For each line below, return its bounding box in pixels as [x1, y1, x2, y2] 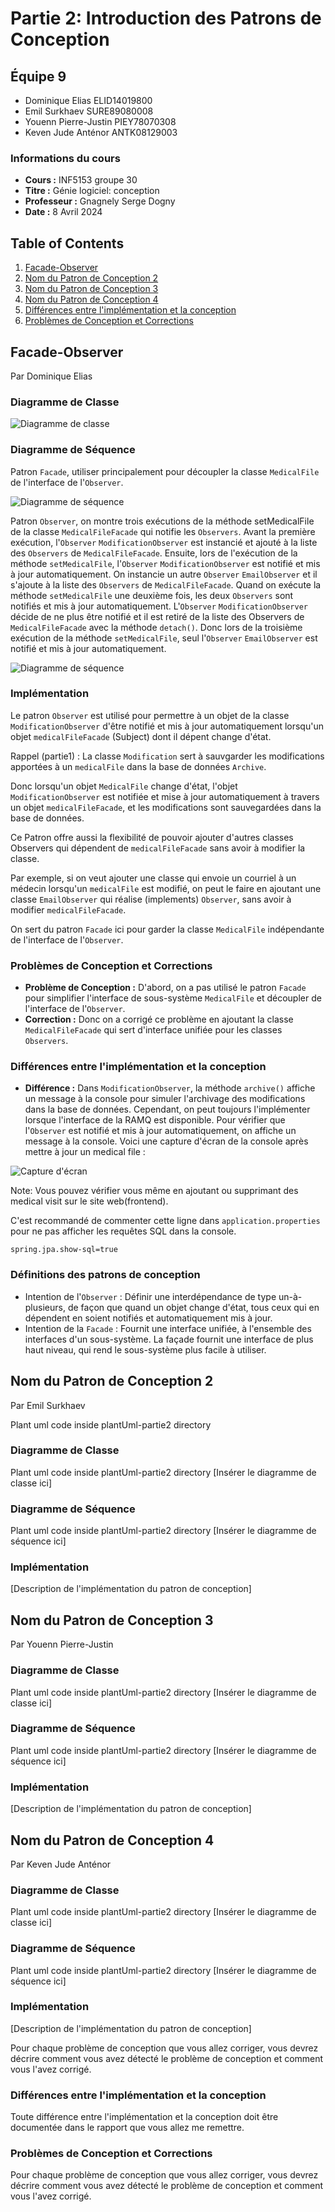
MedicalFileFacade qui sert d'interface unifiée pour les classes [24, 1024, 283, 1036]
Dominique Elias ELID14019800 [24, 95, 153, 106]
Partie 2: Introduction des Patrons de [10, 7, 322, 30]
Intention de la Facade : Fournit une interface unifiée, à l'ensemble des [24, 1322, 312, 1334]
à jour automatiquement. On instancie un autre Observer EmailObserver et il [10, 568, 318, 580]
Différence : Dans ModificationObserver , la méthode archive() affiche [24, 1082, 316, 1094]
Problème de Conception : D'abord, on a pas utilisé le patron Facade [24, 982, 307, 994]
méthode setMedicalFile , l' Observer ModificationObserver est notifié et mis [10, 557, 321, 569]
